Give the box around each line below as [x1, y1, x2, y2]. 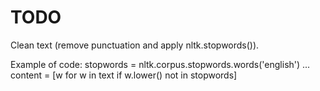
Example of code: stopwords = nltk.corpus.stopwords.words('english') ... [10, 58, 311, 70]
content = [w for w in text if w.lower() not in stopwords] [10, 69, 238, 81]
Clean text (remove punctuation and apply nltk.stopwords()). [10, 39, 260, 51]
